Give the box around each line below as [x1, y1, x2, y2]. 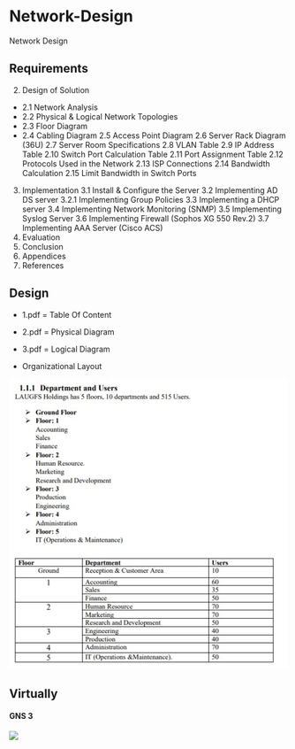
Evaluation [21, 232, 61, 243]
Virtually [9, 686, 58, 701]
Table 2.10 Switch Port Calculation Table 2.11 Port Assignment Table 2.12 [21, 149, 284, 159]
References [21, 259, 64, 271]
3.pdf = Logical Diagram [21, 344, 110, 354]
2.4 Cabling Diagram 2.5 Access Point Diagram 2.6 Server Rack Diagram [21, 130, 286, 141]
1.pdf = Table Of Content [21, 309, 112, 320]
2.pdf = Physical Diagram [21, 326, 115, 337]
